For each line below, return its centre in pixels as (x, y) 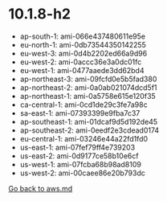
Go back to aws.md (41, 188)
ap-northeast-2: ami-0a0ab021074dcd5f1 (89, 87)
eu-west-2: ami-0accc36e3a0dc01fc (81, 62)
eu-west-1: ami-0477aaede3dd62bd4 (82, 70)
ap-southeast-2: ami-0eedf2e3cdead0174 (90, 130)
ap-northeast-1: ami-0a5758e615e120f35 (88, 96)
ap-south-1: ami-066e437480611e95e (83, 36)
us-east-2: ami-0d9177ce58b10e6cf (79, 156)
